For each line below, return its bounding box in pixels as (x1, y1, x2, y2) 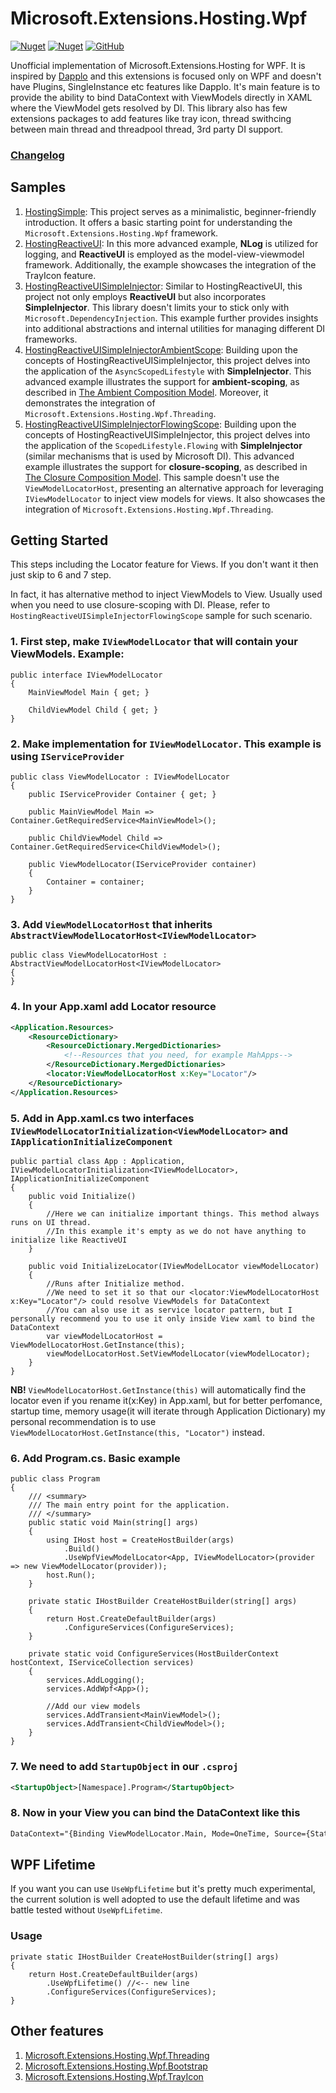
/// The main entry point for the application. (28, 1500, 230, 1511)
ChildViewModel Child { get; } (28, 705, 159, 715)
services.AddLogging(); (46, 1675, 145, 1686)
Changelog (10, 148, 65, 162)
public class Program (10, 1474, 101, 1484)
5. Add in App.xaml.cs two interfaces (10, 1111, 195, 1125)
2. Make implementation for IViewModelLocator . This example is (10, 737, 322, 751)
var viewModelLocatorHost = (46, 1331, 163, 1341)
